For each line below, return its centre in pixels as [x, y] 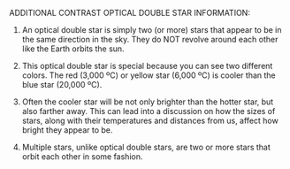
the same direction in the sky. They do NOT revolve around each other [150, 39]
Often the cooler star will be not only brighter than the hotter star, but [148, 102]
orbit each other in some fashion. [82, 157]
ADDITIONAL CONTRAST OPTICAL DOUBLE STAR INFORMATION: [130, 13]
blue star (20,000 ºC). [62, 84]
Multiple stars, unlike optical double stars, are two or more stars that [146, 147]
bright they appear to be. [67, 130]
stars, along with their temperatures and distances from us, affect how [150, 120]
